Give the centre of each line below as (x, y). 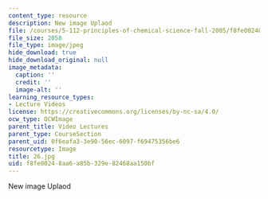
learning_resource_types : (51, 97)
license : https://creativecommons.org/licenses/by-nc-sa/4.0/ (114, 112)
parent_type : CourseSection (55, 134)
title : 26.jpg (32, 156)
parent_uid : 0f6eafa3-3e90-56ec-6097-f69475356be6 (94, 141)
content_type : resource (48, 16)
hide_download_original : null (59, 60)
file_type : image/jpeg (46, 45)
